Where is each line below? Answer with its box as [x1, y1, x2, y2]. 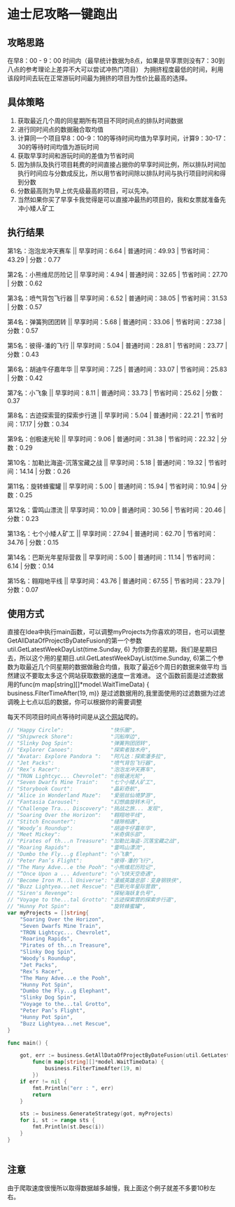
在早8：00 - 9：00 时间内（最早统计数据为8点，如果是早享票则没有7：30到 [7, 57, 225, 65]
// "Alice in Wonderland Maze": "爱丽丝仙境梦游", [7, 792, 157, 800]
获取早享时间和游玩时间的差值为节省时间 [17, 151, 134, 160]
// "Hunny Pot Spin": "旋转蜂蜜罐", [7, 903, 147, 910]
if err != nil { [20, 1078, 68, 1085]
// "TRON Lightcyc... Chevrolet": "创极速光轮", [7, 772, 147, 779]
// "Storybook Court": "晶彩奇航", [7, 785, 141, 793]
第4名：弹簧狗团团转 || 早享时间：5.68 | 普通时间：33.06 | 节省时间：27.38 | [7, 317, 226, 326]
